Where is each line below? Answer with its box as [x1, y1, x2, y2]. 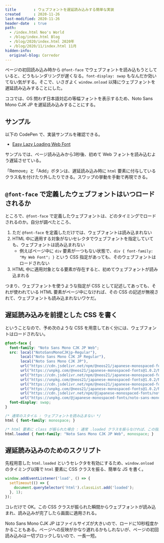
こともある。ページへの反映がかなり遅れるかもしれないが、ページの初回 [13, 526, 159, 532]
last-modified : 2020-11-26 [5, 16, 60, 21]
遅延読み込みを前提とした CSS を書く [5, 311, 118, 319]
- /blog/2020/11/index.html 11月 [9, 44, 77, 49]
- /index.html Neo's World [9, 30, 64, 35]
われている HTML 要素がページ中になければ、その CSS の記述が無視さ [18, 289, 159, 295]
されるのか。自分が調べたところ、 [5, 219, 74, 225]
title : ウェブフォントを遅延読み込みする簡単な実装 [5, 7, 115, 12]
